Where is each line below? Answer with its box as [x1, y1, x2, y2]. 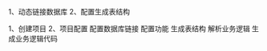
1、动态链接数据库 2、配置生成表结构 [8, 7, 131, 16]
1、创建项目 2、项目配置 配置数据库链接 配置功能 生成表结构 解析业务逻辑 [8, 24, 250, 33]
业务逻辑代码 [14, 34, 58, 43]
